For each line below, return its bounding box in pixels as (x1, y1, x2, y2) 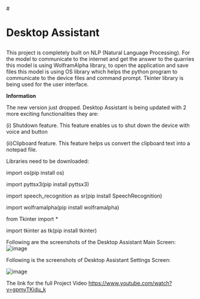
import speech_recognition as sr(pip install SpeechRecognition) (6, 192, 162, 199)
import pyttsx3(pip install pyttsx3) (6, 181, 90, 188)
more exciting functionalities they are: (6, 110, 99, 118)
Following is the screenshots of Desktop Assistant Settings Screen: (6, 257, 171, 264)
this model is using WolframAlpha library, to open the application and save (6, 62, 189, 69)
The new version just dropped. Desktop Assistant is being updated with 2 (6, 104, 187, 111)
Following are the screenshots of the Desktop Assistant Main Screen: (6, 239, 176, 246)
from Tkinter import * (6, 215, 59, 223)
